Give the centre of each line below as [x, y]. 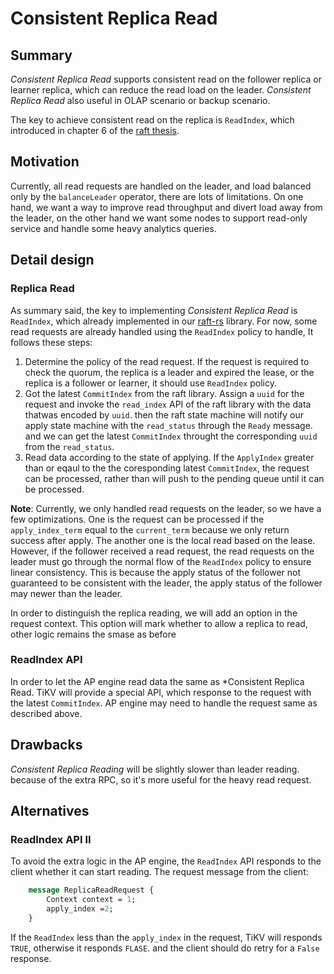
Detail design [52, 260]
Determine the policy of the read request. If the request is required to [167, 361]
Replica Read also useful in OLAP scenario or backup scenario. [140, 100]
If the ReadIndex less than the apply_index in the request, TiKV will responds [166, 937]
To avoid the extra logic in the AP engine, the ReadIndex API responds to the [166, 861]
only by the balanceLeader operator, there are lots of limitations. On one [157, 196]
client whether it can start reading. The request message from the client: [159, 872]
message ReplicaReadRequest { [91, 890]
